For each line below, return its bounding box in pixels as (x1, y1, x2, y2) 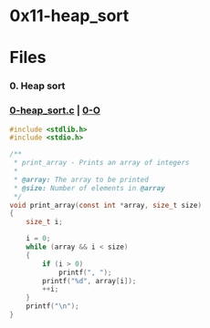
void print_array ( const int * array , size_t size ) (9, 200, 203, 210)
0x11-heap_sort (9, 5, 130, 26)
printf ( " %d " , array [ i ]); (42, 276, 137, 285)
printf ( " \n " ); (26, 302, 79, 311)
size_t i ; (26, 218, 64, 227)
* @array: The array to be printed (13, 175, 149, 184)
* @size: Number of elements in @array (13, 183, 166, 192)
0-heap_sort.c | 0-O (9, 104, 100, 117)
